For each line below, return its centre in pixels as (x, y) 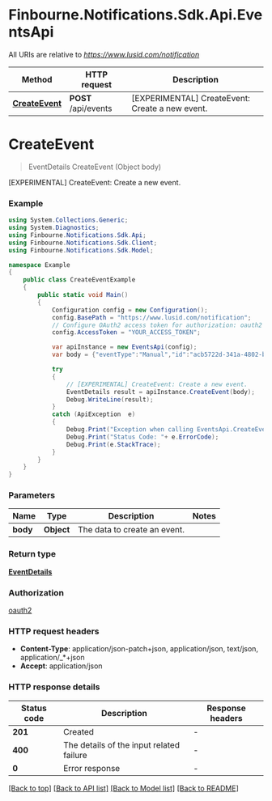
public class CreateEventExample (79, 280)
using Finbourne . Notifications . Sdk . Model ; (81, 250)
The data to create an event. (131, 530)
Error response (92, 768)
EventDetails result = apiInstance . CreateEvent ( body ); (160, 392)
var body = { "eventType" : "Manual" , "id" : (121, 355)
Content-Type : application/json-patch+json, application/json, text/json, (139, 649)
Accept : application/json (61, 666)
